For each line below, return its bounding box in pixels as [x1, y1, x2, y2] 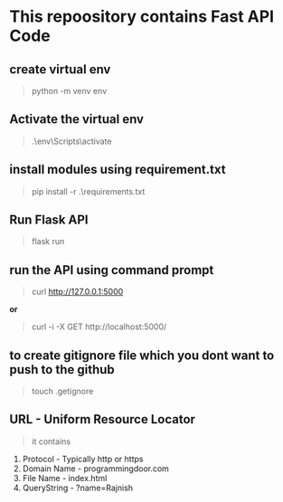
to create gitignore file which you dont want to [9, 347, 275, 363]
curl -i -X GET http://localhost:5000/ [31, 321, 167, 332]
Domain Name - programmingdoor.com [22, 463, 170, 474]
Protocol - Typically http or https [22, 453, 144, 464]
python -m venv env [31, 86, 107, 96]
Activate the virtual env [9, 111, 145, 128]
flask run [31, 236, 65, 247]
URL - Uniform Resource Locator [9, 412, 196, 427]
